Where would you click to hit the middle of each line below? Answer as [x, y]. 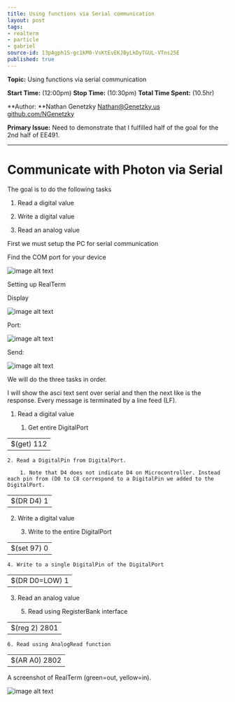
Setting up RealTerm [37, 284]
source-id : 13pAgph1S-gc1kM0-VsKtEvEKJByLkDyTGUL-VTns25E [93, 53]
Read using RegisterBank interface [78, 611]
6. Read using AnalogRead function [59, 644]
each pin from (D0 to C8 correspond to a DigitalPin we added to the [111, 479]
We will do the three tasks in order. [57, 379]
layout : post [26, 20]
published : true [31, 60]
